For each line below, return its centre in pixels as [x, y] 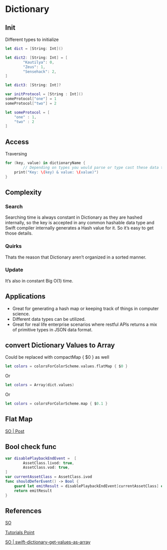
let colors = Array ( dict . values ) [40, 385]
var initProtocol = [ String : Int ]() [44, 94]
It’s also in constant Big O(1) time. [39, 280]
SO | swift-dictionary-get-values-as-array [48, 542]
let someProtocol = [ [28, 112]
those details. [19, 233]
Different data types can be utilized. [49, 319]
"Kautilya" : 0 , [39, 62]
